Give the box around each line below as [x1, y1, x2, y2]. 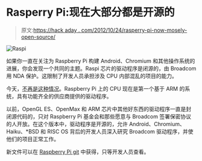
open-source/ [21, 33, 55, 40]
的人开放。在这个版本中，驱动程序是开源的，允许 [6, 120, 128, 127]
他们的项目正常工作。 [6, 135, 59, 142]
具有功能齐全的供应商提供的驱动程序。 [16, 93, 112, 100]
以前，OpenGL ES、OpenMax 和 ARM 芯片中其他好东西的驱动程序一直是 [6, 105, 186, 112]
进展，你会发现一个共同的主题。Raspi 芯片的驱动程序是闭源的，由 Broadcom [6, 64, 197, 72]
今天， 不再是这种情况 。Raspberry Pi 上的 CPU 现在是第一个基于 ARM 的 [6, 85, 185, 92]
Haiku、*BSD [6, 127, 39, 135]
